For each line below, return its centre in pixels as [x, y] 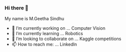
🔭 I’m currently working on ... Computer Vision [58, 28]
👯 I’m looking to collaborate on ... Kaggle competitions [66, 39]
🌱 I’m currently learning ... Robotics [47, 34]
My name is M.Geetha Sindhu [34, 19]
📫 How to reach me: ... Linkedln [44, 45]
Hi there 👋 [17, 8]
